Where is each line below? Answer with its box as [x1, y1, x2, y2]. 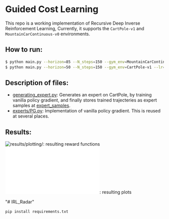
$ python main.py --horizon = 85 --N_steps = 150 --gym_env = [5, 59, 127, 64]
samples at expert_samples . [12, 102, 70, 108]
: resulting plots [100, 189, 132, 195]
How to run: [5, 45, 43, 54]
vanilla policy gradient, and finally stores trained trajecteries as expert [12, 97, 157, 103]
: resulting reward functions [43, 141, 100, 147]
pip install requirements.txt [5, 209, 69, 214]
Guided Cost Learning [5, 4, 99, 15]
